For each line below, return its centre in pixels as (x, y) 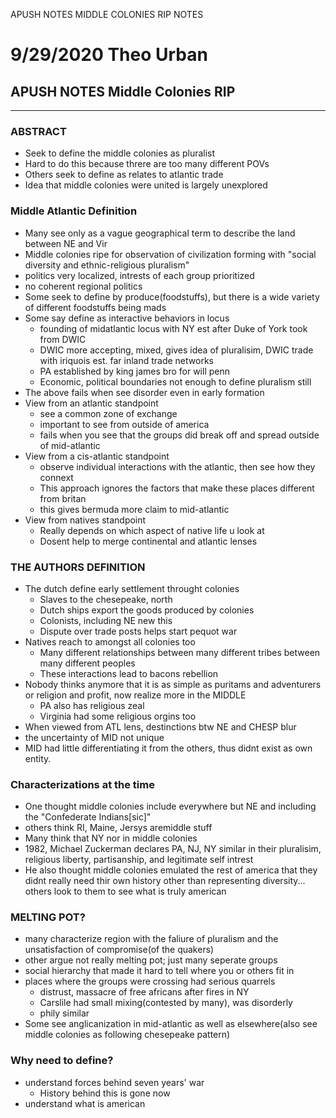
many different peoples (87, 663)
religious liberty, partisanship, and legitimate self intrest (139, 860)
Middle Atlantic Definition (74, 211)
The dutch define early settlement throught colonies (132, 588)
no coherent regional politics (83, 286)
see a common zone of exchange (108, 413)
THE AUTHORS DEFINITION (78, 567)
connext (56, 477)
